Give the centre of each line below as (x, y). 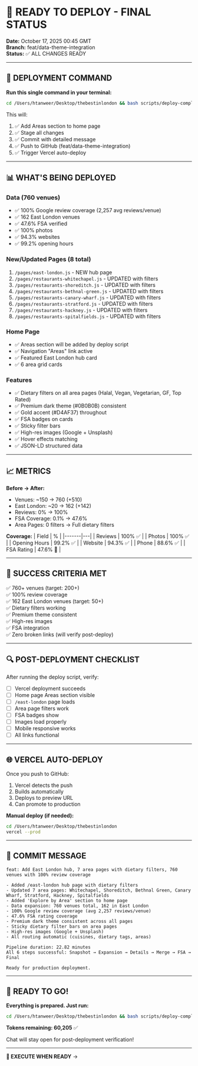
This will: (17, 114)
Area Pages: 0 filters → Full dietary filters (65, 525)
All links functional (37, 735)
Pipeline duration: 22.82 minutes (49, 947)
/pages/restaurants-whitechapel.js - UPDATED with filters (86, 278)
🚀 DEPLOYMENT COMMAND (59, 78)
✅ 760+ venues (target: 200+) (43, 588)
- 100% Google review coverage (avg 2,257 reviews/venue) (79, 911)
